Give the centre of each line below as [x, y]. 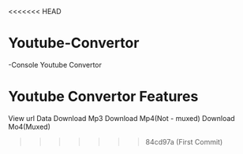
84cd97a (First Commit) [184, 141]
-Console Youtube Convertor [55, 64]
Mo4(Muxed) [30, 126]
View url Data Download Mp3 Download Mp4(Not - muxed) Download [121, 118]
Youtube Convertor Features [103, 97]
